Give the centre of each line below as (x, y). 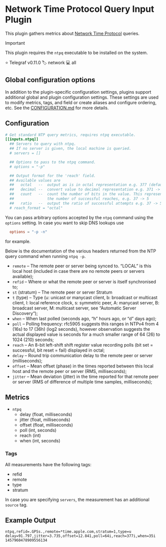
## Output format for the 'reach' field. (53, 176)
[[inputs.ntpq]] (22, 139)
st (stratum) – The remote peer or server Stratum (62, 292)
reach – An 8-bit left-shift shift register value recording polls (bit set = (83, 345)
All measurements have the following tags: (48, 464)
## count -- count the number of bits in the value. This (76, 194)
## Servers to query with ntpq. (43, 144)
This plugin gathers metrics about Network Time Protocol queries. (72, 33)
